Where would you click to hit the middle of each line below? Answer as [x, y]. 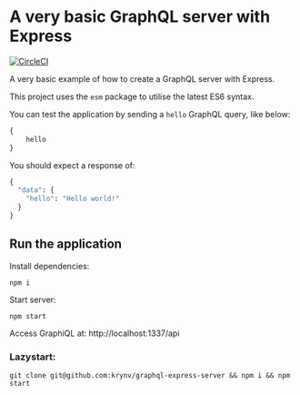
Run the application [66, 244]
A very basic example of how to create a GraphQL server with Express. [142, 78]
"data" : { [36, 190]
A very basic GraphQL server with [140, 17]
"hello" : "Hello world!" [73, 199]
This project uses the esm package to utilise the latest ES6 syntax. [132, 96]
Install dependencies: [50, 266]
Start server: [33, 299]
